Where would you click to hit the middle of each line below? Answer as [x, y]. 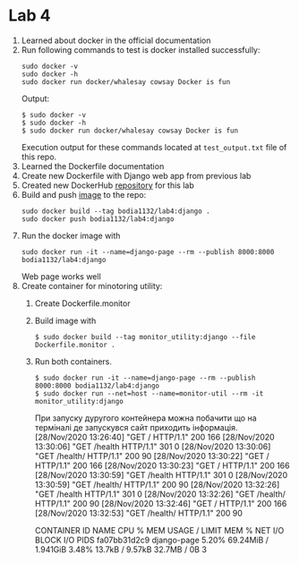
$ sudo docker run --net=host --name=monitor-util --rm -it [149, 393]
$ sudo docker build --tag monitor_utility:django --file [145, 337]
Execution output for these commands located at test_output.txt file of [154, 147]
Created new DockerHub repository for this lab [107, 185]
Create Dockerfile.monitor [82, 303]
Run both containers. [73, 361]
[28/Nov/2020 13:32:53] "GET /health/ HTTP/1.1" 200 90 [139, 513]
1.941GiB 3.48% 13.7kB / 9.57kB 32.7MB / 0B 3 [121, 549]
